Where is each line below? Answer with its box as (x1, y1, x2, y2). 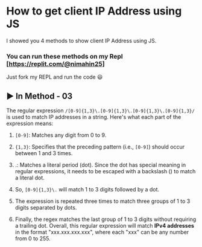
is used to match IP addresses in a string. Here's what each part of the (6, 114, 181, 121)
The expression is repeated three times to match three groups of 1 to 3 (14, 197, 191, 205)
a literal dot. (14, 174, 45, 182)
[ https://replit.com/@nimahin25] (6, 59, 105, 68)
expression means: (6, 120, 54, 127)
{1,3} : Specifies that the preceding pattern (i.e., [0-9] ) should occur (14, 143, 185, 150)
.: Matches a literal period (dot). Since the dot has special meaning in (14, 161, 186, 168)
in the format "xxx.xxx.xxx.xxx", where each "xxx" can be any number (14, 228, 189, 236)
